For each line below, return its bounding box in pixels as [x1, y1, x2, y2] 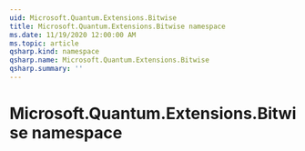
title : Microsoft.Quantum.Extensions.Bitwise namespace [9, 22, 226, 31]
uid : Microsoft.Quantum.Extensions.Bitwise [9, 13, 178, 23]
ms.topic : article [9, 38, 79, 48]
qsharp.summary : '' [9, 65, 84, 74]
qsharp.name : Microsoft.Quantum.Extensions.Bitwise [9, 55, 209, 65]
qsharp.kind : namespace [9, 47, 100, 56]
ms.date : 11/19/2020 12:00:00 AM [9, 30, 137, 39]
